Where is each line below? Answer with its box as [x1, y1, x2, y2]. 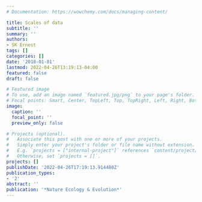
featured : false [6, 70, 47, 76]
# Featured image [6, 87, 50, 93]
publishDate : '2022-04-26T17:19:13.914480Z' [6, 164, 120, 170]
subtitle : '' [6, 25, 39, 31]
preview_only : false [11, 120, 63, 126]
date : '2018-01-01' [6, 58, 55, 65]
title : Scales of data [6, 19, 63, 26]
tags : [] [6, 47, 28, 54]
